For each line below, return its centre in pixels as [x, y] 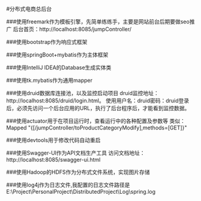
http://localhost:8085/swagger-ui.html [53, 159]
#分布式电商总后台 [29, 9]
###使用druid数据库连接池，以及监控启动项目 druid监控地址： [82, 93]
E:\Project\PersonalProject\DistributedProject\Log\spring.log [81, 192]
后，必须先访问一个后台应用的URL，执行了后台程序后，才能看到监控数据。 [98, 108]
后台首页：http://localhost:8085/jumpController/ [72, 29]
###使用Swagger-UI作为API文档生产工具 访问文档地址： [76, 153]
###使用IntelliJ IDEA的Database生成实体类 [59, 67]
